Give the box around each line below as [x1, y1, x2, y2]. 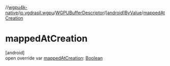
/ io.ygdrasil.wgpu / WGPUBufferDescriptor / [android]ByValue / [17, 10, 144, 16]
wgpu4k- [8, 5, 28, 10]
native [5, 10, 18, 16]
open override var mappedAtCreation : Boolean [5, 55, 103, 61]
